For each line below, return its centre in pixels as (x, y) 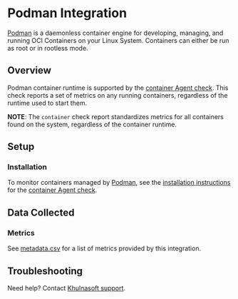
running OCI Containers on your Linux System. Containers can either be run (118, 40)
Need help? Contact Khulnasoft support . (67, 288)
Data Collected (41, 212)
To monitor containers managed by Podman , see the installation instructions (119, 183)
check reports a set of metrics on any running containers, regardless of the (118, 95)
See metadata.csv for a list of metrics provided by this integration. (104, 248)
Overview (30, 70)
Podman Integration (67, 13)
